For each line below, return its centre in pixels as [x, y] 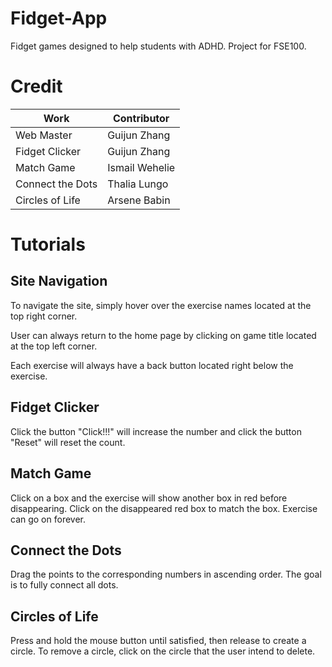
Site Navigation [59, 281]
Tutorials [48, 244]
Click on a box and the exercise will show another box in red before [149, 498]
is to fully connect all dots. [64, 585]
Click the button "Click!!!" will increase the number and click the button [156, 431]
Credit [36, 86]
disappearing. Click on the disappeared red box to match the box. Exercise [164, 508]
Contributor [141, 118]
